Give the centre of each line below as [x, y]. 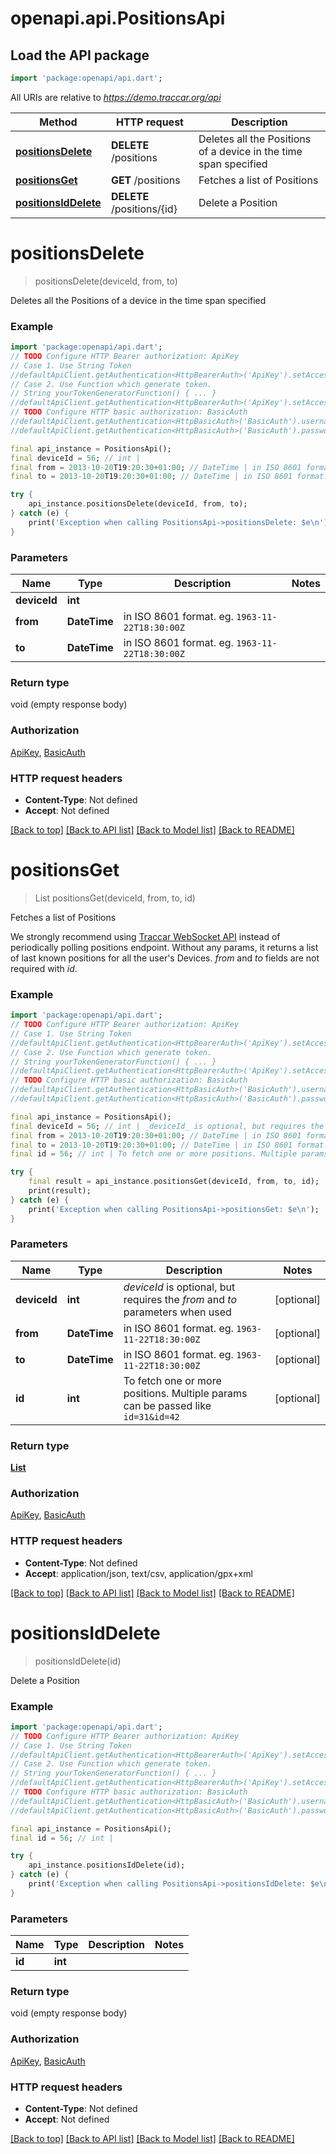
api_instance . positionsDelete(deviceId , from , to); [138, 504]
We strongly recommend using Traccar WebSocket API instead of [145, 936]
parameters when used [177, 1312]
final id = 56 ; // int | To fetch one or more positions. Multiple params [169, 1154]
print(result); [60, 1191]
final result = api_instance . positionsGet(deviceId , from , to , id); [174, 1182]
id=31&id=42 [151, 1416]
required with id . [44, 968]
